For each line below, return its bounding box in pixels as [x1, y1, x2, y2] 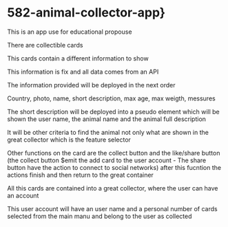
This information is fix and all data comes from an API [7, 67, 159, 76]
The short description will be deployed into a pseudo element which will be [7, 107, 220, 116]
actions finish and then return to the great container [7, 171, 154, 179]
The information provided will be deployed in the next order [7, 80, 176, 89]
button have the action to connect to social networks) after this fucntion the [7, 163, 222, 171]
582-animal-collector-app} [7, 5, 166, 21]
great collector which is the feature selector [7, 136, 131, 144]
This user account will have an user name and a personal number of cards [7, 204, 218, 213]
